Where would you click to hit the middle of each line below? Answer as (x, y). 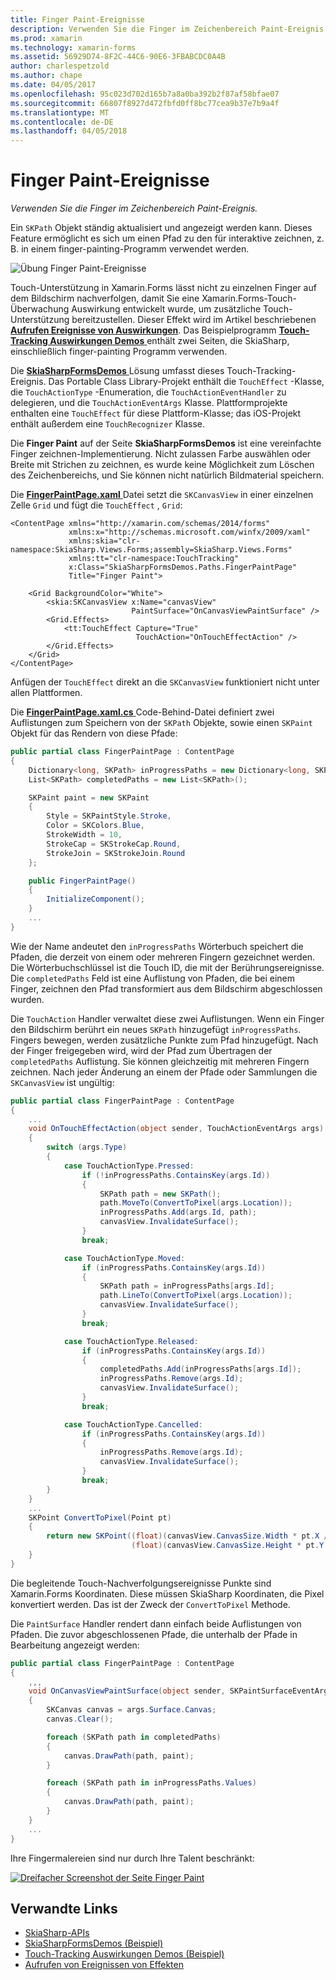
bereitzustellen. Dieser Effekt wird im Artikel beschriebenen (194, 320)
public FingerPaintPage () (82, 881)
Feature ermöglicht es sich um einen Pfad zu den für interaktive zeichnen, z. (167, 238)
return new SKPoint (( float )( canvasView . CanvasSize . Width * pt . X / (187, 1536)
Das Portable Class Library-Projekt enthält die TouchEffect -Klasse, (186, 382)
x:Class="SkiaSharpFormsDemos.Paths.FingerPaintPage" (183, 567)
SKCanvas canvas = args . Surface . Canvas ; (131, 1710)
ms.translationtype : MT (60, 112)
